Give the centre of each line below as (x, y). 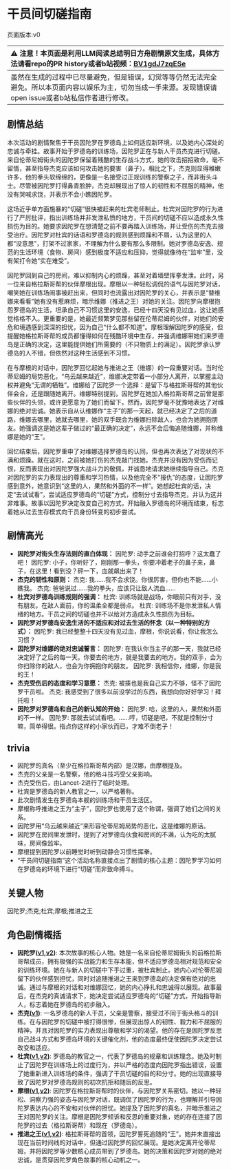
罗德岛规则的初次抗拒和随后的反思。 (104, 1082)
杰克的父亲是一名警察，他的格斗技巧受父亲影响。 (86, 774)
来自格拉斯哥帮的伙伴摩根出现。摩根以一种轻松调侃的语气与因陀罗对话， (121, 284)
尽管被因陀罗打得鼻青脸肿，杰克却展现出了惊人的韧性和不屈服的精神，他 (121, 185)
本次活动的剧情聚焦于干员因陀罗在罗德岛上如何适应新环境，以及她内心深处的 (115, 142)
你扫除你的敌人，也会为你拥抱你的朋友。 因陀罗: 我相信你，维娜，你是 (116, 665)
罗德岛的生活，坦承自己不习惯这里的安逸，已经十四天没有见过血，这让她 (115, 310)
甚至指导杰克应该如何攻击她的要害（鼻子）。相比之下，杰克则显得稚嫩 (123, 168)
